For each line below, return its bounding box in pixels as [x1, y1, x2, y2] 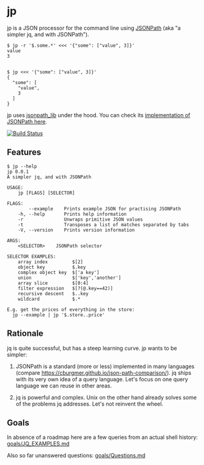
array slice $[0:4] [18, 280, 89, 286]
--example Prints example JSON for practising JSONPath [29, 206, 182, 212]
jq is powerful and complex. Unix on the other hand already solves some [15, 393, 197, 401]
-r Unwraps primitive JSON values [18, 216, 143, 222]
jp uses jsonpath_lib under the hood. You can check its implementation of [7, 111, 191, 119]
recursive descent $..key [18, 290, 89, 296]
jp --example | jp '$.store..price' [12, 312, 105, 318]
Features [7, 147, 41, 158]
